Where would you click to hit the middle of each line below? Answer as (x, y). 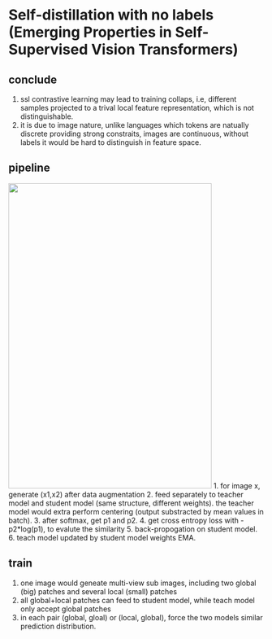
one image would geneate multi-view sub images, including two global (138, 583)
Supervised (48, 50)
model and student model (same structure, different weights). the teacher (131, 503)
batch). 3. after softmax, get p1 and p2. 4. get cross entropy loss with (124, 520)
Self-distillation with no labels (111, 15)
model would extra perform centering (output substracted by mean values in (136, 511)
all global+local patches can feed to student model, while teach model (138, 600)
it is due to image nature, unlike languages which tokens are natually (134, 125)
